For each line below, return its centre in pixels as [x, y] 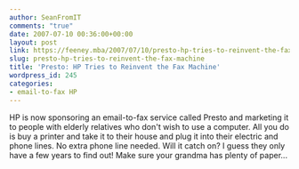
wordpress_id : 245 [43, 76]
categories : [31, 84]
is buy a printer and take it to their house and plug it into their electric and [144, 136]
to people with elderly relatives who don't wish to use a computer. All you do [149, 126]
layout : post [33, 42]
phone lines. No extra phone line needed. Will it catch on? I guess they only [147, 145]
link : [19, 51]
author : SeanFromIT [45, 17]
